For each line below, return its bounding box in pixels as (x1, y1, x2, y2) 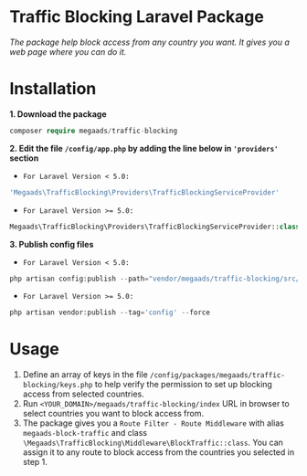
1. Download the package (9, 108, 107, 120)
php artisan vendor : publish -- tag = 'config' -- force (9, 308, 210, 317)
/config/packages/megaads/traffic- (149, 371, 285, 380)
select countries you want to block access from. (22, 408, 204, 419)
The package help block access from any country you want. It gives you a (9, 37, 290, 48)
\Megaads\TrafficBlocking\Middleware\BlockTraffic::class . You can (22, 437, 283, 449)
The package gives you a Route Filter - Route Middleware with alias (22, 418, 285, 428)
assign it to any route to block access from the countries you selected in (22, 447, 295, 458)
